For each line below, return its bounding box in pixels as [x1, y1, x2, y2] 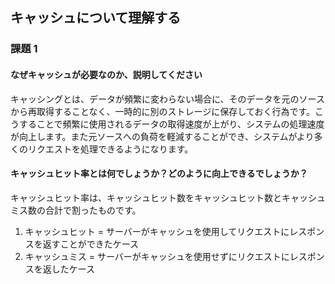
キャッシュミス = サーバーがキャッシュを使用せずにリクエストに [24, 250, 290, 262]
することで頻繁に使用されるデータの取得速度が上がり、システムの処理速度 [18, 118, 325, 130]
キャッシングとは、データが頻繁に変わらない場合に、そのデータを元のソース [10, 93, 325, 105]
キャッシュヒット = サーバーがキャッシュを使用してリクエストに [24, 225, 290, 237]
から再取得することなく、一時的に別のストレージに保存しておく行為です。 [10, 105, 316, 117]
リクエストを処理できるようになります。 [27, 143, 194, 155]
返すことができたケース [42, 238, 140, 250]
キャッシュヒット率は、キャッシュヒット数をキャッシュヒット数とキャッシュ [10, 191, 326, 203]
